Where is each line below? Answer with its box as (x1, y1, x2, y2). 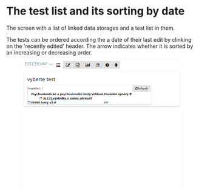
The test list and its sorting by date (6, 4, 185, 18)
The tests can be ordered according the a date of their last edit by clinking (6, 36, 192, 43)
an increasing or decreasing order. (6, 48, 93, 56)
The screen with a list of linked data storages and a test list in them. (6, 24, 175, 31)
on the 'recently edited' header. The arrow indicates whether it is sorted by (6, 42, 194, 50)
